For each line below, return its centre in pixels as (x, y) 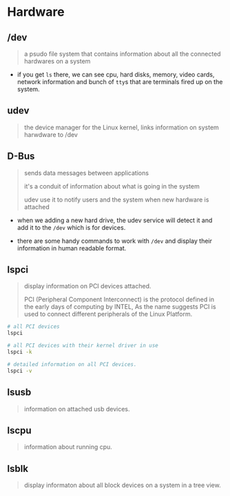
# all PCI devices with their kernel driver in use (83, 346)
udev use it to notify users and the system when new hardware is (116, 200)
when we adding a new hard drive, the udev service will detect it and (115, 220)
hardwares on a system (57, 61)
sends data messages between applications (86, 173)
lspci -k (20, 352)
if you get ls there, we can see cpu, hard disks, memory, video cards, (116, 74)
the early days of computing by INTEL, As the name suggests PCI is (120, 307)
